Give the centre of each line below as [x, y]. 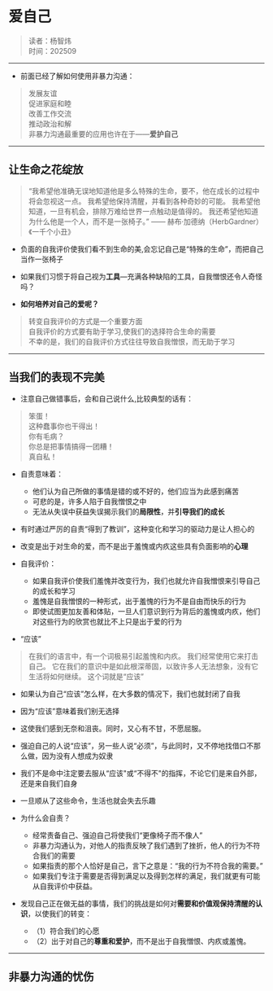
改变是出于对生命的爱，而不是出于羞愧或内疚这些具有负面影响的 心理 [134, 546]
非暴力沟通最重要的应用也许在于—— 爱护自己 [103, 134]
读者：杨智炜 [50, 41]
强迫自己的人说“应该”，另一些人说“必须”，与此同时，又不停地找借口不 [137, 745]
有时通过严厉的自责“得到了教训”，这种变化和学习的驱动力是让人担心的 [137, 528]
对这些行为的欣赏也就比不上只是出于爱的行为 [107, 621]
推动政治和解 [50, 124]
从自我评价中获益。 [65, 886]
